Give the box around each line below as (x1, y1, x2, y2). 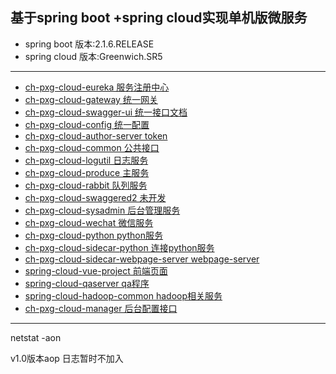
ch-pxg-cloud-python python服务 (24, 229, 163, 241)
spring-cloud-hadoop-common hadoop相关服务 (24, 289, 223, 302)
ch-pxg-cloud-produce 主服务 (24, 166, 150, 178)
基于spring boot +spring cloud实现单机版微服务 (10, 9, 308, 27)
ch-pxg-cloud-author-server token (24, 129, 168, 142)
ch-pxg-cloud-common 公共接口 (24, 141, 160, 153)
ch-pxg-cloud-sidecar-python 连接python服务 (24, 241, 215, 253)
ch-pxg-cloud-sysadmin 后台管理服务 (24, 204, 181, 216)
